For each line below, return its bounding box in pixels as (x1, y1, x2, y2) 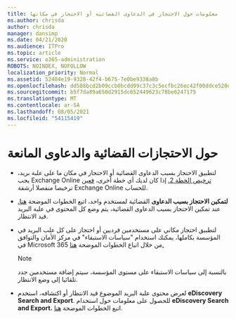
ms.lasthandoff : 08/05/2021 (7, 108, 90, 115)
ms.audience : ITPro (7, 43, 65, 50)
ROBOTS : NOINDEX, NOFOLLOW (7, 63, 86, 70)
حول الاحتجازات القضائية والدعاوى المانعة (7, 145, 218, 161)
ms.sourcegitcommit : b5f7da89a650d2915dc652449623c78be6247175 (7, 89, 197, 96)
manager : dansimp (7, 30, 58, 37)
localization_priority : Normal (7, 69, 99, 76)
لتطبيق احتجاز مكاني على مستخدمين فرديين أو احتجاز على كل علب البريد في (17, 226, 216, 234)
